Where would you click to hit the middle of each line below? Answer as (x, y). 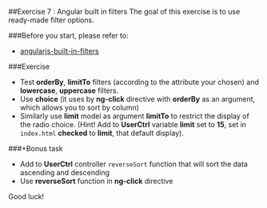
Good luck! (26, 196)
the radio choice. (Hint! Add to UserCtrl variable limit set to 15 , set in (133, 124)
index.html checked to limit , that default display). (102, 133)
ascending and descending (65, 172)
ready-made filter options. (51, 20)
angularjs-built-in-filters (59, 51)
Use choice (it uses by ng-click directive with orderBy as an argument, (137, 99)
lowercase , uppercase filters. (69, 90)
